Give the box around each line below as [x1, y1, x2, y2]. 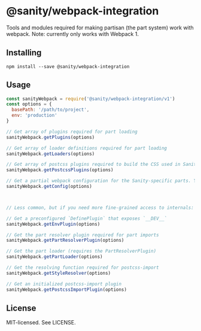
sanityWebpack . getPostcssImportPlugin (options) [6, 286, 127, 293]
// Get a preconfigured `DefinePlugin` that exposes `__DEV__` [6, 215, 167, 221]
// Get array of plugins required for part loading [6, 129, 138, 135]
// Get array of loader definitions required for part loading [6, 145, 167, 151]
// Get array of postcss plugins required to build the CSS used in [6, 162, 181, 168]
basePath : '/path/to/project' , [11, 107, 90, 113]
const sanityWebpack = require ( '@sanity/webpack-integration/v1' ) [6, 96, 175, 102]
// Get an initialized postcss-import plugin [6, 281, 121, 287]
